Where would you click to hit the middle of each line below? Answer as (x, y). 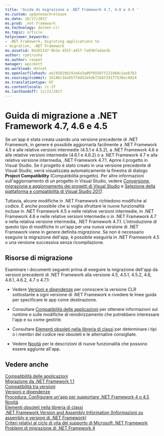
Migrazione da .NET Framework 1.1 (40, 381)
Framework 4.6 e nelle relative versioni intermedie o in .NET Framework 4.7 (81, 217)
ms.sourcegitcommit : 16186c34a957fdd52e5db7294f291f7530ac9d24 (71, 78)
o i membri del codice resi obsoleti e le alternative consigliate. (74, 334)
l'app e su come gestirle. (37, 320)
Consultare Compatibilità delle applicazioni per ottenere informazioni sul (85, 309)
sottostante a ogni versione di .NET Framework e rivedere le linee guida (84, 295)
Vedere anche (27, 364)
